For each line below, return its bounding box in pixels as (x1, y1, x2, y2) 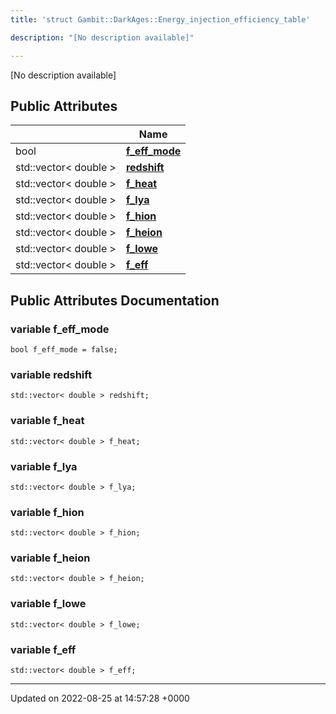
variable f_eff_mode (10, 322, 110, 336)
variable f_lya (10, 459, 78, 473)
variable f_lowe (10, 597, 87, 611)
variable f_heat (10, 414, 85, 428)
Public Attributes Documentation (10, 292, 220, 309)
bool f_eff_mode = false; (10, 345, 118, 355)
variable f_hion (10, 505, 85, 519)
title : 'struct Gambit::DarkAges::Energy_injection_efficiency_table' (10, 14, 311, 25)
